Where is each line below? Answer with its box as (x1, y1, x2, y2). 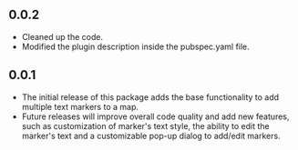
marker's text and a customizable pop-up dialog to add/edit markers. (21, 130, 281, 141)
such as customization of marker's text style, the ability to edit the (21, 120, 270, 131)
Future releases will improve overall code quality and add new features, (21, 111, 290, 122)
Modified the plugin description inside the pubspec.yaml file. (21, 41, 250, 52)
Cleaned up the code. (21, 31, 104, 42)
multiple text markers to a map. (21, 101, 139, 112)
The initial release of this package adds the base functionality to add (21, 91, 280, 103)
